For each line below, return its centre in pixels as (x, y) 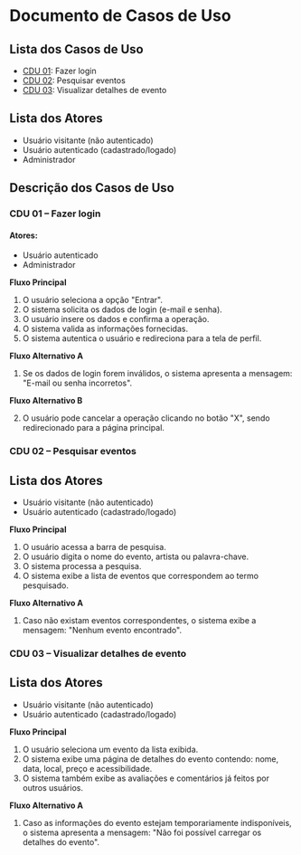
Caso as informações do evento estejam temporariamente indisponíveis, (157, 822)
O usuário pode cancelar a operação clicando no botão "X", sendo (146, 418)
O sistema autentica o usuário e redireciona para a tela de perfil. (142, 338)
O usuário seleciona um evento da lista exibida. (110, 749)
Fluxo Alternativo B (46, 401)
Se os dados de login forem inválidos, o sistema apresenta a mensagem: (157, 374)
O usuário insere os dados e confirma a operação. (116, 319)
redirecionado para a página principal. (94, 428)
